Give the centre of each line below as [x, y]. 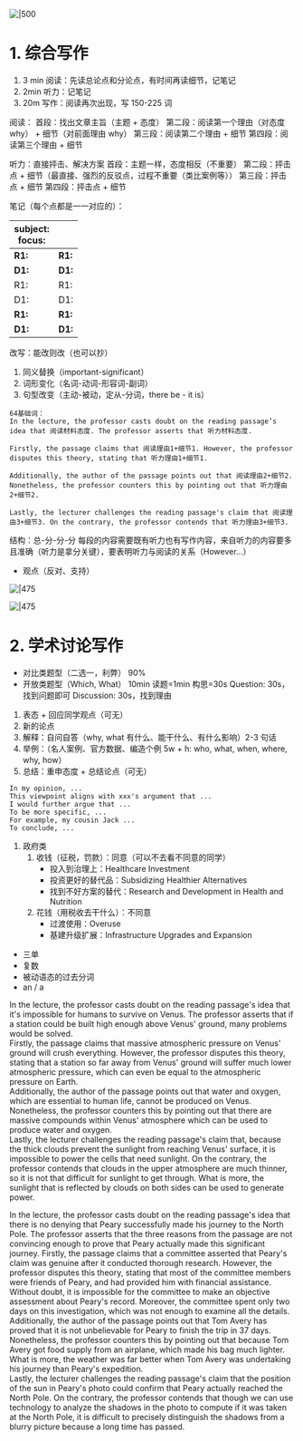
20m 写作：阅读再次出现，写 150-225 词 [97, 102]
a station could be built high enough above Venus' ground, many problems [148, 1023]
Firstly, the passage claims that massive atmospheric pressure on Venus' [145, 1043]
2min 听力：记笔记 [57, 92]
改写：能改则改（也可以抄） [61, 353]
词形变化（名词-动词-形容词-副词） [88, 383]
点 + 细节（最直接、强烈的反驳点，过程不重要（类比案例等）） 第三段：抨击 [148, 175]
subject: [32, 228]
